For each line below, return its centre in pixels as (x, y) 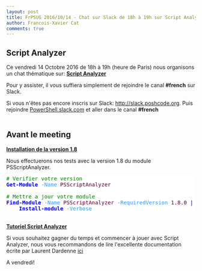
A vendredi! (20, 262)
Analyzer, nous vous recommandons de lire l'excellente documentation (94, 244)
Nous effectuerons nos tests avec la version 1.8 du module (79, 161)
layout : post (23, 12)
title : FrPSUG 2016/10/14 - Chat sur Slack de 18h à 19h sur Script (94, 17)
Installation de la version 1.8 (42, 149)
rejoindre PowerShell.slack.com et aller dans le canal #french (82, 110)
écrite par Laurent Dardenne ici (45, 251)
